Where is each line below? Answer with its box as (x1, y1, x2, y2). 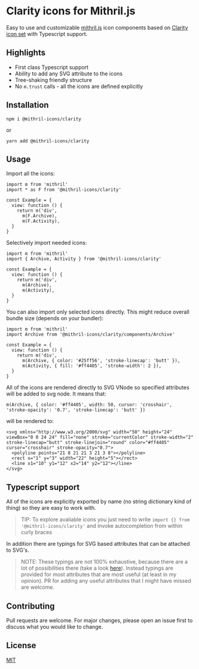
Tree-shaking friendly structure (14, 76, 93, 83)
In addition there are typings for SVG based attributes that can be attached (6, 540, 190, 548)
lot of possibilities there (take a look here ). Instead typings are (20, 564, 173, 572)
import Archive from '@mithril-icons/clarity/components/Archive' (6, 332, 175, 337)
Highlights (6, 48, 46, 58)
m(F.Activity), (22, 218, 60, 224)
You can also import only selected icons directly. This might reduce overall (6, 308, 189, 315)
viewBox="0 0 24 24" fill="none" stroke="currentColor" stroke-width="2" (6, 434, 194, 440)
